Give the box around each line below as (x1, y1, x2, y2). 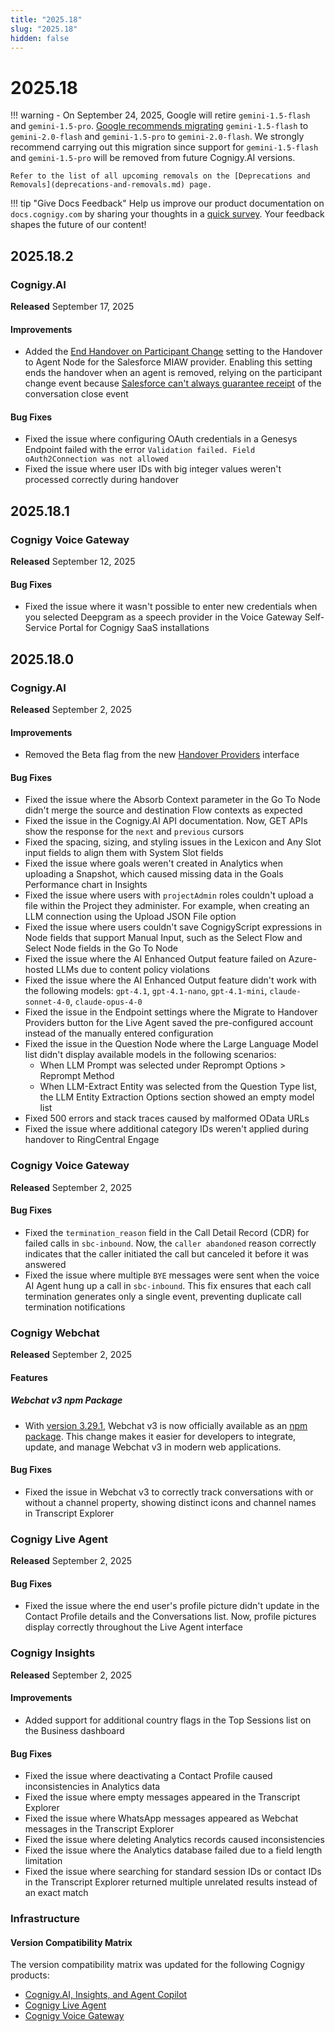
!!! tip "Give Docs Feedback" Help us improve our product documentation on (10, 197, 325, 210)
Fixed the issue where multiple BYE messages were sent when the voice (24, 1269, 320, 1281)
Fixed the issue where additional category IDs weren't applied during (24, 1123, 309, 1135)
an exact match (24, 1887, 89, 1899)
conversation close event (24, 388, 129, 400)
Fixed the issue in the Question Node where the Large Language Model (24, 1038, 319, 1050)
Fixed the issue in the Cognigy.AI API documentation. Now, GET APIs (24, 815, 308, 827)
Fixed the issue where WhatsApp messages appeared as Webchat (24, 1812, 299, 1825)
